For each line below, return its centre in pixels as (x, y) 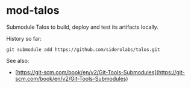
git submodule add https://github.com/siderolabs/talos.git (83, 49)
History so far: (24, 38)
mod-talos (33, 10)
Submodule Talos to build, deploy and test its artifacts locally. (82, 27)
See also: (18, 60)
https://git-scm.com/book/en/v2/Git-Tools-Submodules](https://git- (101, 72)
